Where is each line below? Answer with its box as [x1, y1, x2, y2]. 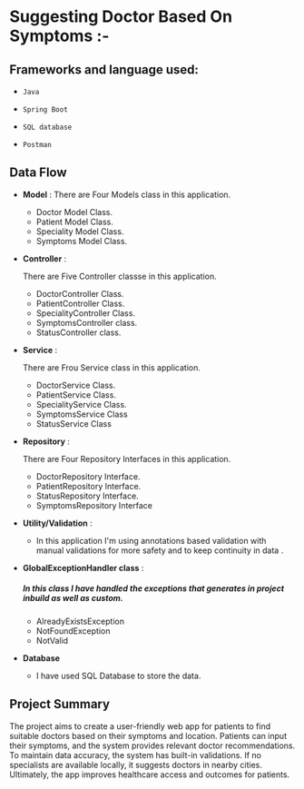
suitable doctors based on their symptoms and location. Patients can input [9, 730, 288, 741]
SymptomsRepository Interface [35, 499, 152, 510]
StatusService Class [35, 418, 112, 429]
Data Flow [9, 165, 67, 181]
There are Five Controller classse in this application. [22, 271, 217, 281]
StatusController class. [35, 327, 122, 338]
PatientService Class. [35, 389, 116, 400]
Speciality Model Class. [35, 225, 124, 237]
